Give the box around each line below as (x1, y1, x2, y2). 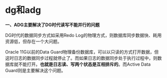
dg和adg (5, 4, 41, 16)
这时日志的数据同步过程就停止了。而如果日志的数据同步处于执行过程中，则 (5, 55, 158, 61)
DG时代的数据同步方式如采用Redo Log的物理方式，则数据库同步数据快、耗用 (5, 32, 162, 38)
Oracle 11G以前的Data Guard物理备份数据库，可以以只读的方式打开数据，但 (5, 49, 159, 55)
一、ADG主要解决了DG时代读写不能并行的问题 (5, 22, 100, 28)
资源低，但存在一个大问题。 (5, 38, 62, 44)
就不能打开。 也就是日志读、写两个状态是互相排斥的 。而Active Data (13, 61, 151, 67)
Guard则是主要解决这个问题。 (5, 67, 66, 73)
